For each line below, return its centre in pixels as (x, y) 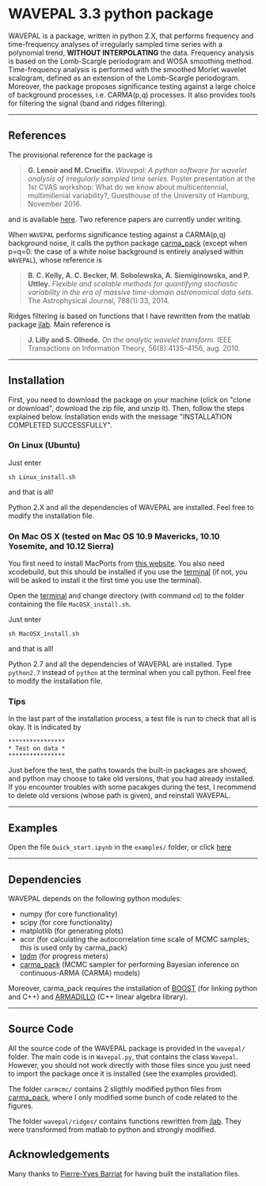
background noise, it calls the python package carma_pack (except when (128, 243)
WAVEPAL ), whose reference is (55, 259)
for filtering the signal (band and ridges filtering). (88, 103)
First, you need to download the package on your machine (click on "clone (130, 399)
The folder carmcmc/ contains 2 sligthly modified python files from (115, 1088)
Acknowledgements (59, 1155)
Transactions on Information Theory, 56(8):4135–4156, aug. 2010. (134, 348)
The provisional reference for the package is (80, 155)
